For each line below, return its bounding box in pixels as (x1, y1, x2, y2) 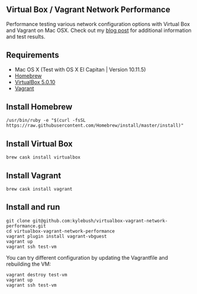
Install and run (6, 202, 60, 212)
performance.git (6, 223, 46, 229)
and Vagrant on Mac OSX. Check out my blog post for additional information (6, 27, 192, 34)
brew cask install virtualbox (6, 154, 81, 160)
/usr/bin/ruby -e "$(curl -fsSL (6, 118, 86, 124)
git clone (6, 218, 31, 224)
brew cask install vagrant (6, 186, 73, 192)
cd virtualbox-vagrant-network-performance (6, 228, 115, 234)
